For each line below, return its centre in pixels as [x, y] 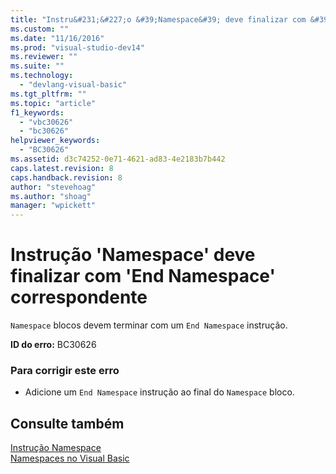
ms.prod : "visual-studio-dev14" [77, 47]
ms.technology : [42, 76]
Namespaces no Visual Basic [70, 458]
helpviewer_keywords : [55, 141]
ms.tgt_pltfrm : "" [48, 94]
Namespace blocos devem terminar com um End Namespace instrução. [149, 325]
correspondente [79, 297]
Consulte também [67, 423]
